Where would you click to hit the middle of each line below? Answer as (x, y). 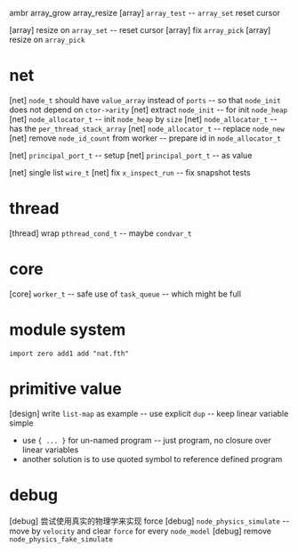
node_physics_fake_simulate (61, 539)
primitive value (65, 389)
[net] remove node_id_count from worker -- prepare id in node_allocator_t (145, 138)
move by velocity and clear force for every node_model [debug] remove (140, 531)
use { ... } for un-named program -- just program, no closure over (146, 440)
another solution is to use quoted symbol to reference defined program (152, 459)
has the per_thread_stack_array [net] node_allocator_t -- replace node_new (147, 128)
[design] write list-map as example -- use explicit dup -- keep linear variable (149, 413)
